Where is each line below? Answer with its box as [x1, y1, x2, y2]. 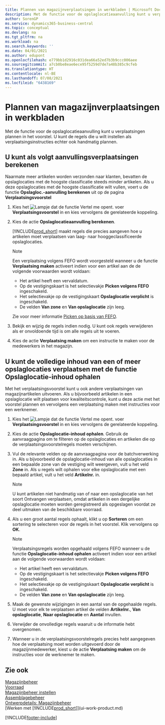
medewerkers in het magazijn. [12, 343, 74, 349]
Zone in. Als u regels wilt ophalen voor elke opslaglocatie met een [12, 467, 146, 473]
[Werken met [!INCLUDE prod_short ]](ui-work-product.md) [5, 705, 123, 711]
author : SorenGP [5, 16, 38, 21]
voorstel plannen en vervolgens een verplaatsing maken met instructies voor [5, 401, 160, 407]
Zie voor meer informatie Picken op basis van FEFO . [12, 313, 117, 320]
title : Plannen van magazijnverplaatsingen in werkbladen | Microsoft [5, 7, 153, 12]
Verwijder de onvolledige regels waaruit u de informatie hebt [12, 621, 135, 627]
